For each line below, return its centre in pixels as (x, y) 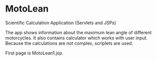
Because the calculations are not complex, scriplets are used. (69, 43)
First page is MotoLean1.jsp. (34, 53)
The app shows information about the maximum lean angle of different (78, 32)
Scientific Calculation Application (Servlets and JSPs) (61, 23)
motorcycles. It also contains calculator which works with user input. (76, 38)
